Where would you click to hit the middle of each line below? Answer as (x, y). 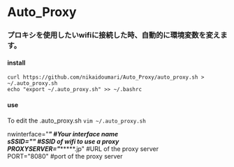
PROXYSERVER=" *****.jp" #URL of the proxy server (83, 149)
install (16, 63)
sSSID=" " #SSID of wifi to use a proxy (63, 141)
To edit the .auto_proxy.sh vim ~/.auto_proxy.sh (77, 120)
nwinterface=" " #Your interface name (63, 134)
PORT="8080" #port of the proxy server (65, 156)
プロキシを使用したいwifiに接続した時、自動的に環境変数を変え (114, 35)
